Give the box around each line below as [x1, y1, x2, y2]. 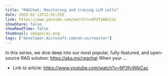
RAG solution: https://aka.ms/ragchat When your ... [21, 55, 127, 61]
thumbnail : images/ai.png [5, 31, 60, 36]
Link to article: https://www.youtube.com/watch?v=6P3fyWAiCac [12, 64, 149, 71]
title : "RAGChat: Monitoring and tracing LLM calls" [5, 7, 119, 13]
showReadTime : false [5, 26, 49, 31]
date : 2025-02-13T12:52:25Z [5, 12, 65, 17]
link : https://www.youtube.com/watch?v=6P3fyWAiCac [5, 17, 116, 22]
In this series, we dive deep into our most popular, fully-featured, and [5, 49, 149, 56]
